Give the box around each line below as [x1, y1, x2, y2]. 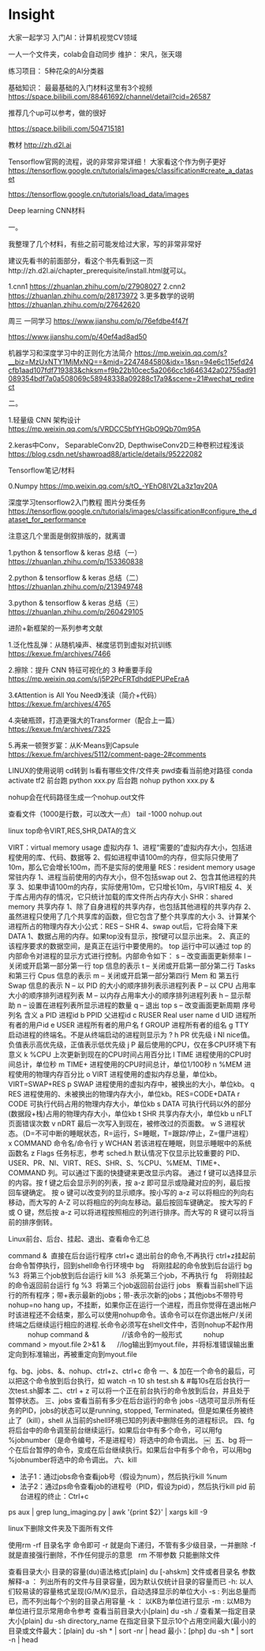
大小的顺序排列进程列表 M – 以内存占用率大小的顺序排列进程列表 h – [8, 990, 229, 999]
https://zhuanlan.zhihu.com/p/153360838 [8, 556, 144, 566]
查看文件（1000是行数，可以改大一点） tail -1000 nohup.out [8, 809, 203, 818]
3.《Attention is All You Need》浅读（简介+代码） [8, 690, 162, 700]
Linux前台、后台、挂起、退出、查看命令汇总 [8, 1234, 151, 1243]
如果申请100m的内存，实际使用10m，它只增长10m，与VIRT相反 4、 [28, 882, 247, 891]
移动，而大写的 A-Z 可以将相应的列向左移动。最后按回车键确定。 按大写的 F [8, 1197, 254, 1207]
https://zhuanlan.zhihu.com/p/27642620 [8, 300, 140, 309]
